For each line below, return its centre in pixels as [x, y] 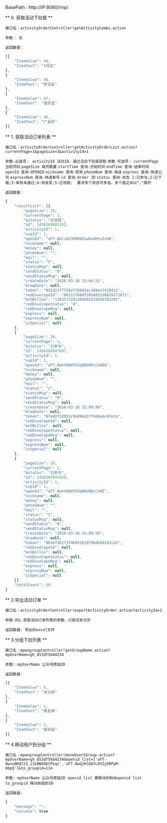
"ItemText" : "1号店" [35, 66]
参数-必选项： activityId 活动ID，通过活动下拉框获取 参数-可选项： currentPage [82, 161]
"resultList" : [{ [32, 206]
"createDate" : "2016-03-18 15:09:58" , [64, 533]
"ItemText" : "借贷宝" [36, 103]
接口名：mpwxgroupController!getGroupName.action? [58, 650]
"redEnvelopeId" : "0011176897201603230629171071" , [77, 295]
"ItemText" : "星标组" [36, 730]
